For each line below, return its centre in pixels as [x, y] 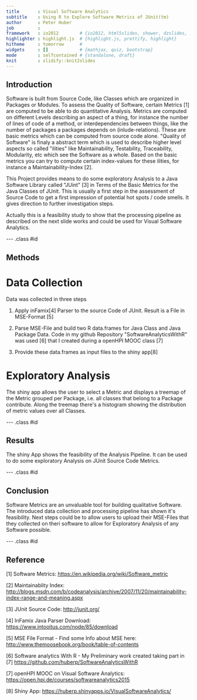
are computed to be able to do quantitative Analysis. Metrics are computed [96, 111]
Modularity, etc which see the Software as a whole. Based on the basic [92, 155]
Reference [26, 560]
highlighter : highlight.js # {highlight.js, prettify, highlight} [91, 39]
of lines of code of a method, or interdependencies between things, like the [97, 123]
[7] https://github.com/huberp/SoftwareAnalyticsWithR [72, 662]
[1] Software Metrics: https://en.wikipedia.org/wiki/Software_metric [87, 574]
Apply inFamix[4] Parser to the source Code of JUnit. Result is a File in [100, 310]
